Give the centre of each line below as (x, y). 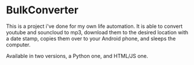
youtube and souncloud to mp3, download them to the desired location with (97, 32)
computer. (18, 45)
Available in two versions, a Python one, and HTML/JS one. (77, 56)
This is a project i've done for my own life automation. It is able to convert (94, 26)
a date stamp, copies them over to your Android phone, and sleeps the (91, 38)
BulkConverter (42, 10)
